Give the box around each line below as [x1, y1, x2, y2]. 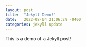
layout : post [5, 7, 33, 13]
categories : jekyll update [5, 21, 63, 27]
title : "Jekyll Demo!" [5, 12, 56, 17]
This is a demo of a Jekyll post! [5, 36, 71, 42]
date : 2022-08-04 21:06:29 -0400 [5, 17, 81, 22]
